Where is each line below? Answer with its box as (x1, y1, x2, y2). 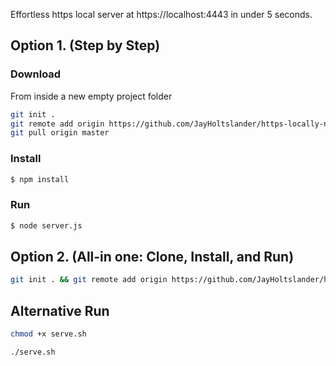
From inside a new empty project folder (10, 90, 173, 102)
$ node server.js (10, 220, 83, 231)
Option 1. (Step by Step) (10, 37, 161, 54)
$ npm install (10, 174, 70, 184)
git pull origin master (10, 128, 110, 138)
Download (10, 67, 62, 81)
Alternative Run (10, 302, 110, 319)
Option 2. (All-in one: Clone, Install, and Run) (10, 249, 295, 266)
